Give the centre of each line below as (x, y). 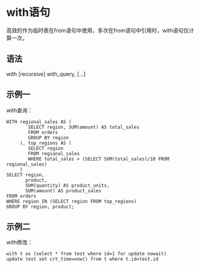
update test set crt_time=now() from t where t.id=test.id (82, 259)
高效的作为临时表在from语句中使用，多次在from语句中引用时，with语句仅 (98, 30)
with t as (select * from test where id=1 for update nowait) (86, 254)
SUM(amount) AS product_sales (63, 191)
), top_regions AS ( (45, 143)
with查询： (20, 110)
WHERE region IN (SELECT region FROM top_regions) (72, 201)
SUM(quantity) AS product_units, (68, 186)
